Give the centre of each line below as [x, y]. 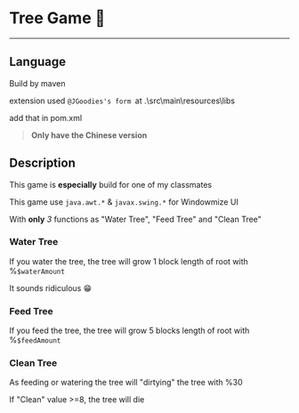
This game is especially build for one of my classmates [110, 184]
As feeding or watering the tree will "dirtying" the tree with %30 [126, 383]
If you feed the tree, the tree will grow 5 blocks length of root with [129, 331]
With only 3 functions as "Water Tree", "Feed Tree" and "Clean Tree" [136, 219]
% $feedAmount [35, 340]
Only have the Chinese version [89, 135]
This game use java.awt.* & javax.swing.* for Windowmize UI [124, 202]
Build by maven [37, 83]
